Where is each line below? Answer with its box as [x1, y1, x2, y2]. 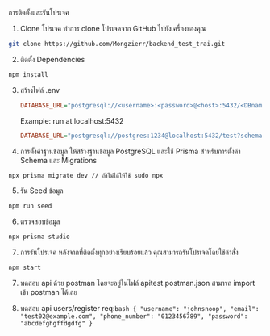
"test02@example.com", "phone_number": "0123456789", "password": [19, 313, 248, 321]
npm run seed [8, 202, 52, 210]
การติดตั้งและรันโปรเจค [8, 8, 70, 17]
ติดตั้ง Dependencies [19, 54, 85, 64]
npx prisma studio [8, 233, 70, 241]
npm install [8, 70, 48, 78]
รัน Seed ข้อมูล [19, 186, 64, 195]
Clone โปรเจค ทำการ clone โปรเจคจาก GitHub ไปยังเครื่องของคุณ [19, 24, 206, 33]
